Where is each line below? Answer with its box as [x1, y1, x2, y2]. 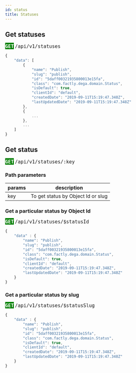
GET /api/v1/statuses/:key [5, 158, 75, 165]
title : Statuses [5, 12, 39, 17]
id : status [5, 7, 28, 12]
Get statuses [5, 30, 45, 39]
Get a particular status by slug [5, 291, 79, 298]
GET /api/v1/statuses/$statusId [5, 219, 90, 225]
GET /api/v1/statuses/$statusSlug [5, 302, 95, 309]
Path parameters [5, 171, 46, 178]
